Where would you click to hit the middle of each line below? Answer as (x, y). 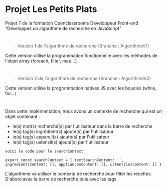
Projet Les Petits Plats (51, 9)
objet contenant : (23, 116)
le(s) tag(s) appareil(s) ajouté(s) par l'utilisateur (61, 136)
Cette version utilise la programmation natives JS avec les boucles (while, (81, 88)
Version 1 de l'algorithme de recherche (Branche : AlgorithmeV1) (83, 46)
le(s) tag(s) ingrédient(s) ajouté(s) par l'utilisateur (63, 131)
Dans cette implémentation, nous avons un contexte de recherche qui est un (83, 111)
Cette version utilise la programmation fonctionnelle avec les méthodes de (82, 55)
